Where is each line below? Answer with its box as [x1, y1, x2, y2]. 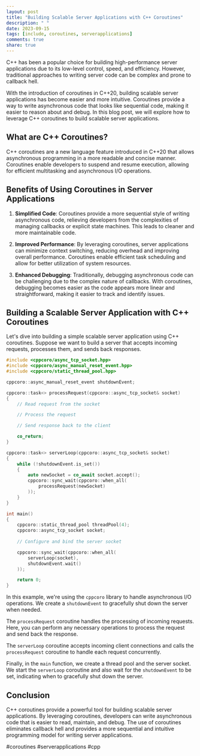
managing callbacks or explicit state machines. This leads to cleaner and [14, 222, 195, 229]
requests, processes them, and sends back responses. [6, 346, 142, 353]
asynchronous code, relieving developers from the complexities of [14, 216, 178, 223]
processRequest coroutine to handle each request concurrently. [6, 648, 162, 656]
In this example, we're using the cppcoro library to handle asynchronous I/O [6, 594, 192, 601]
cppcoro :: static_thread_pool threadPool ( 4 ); [17, 522, 130, 528]
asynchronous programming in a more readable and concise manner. [6, 154, 177, 162]
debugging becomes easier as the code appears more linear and [14, 284, 175, 291]
